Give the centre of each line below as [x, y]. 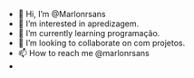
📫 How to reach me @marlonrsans [83, 53]
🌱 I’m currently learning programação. [89, 33]
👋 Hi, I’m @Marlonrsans [62, 14]
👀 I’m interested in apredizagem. [78, 24]
